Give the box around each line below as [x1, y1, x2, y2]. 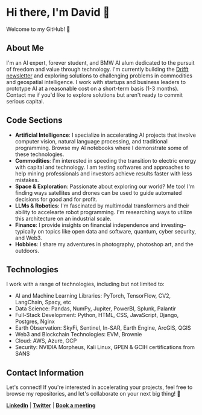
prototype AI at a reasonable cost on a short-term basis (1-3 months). [6, 85, 179, 92]
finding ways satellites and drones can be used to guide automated [14, 189, 182, 196]
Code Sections [6, 115, 63, 126]
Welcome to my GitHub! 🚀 [6, 25, 71, 33]
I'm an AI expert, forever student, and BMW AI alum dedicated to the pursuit [6, 59, 195, 66]
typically [14, 227, 37, 235]
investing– [160, 221, 186, 229]
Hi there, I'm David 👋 [6, 5, 110, 19]
